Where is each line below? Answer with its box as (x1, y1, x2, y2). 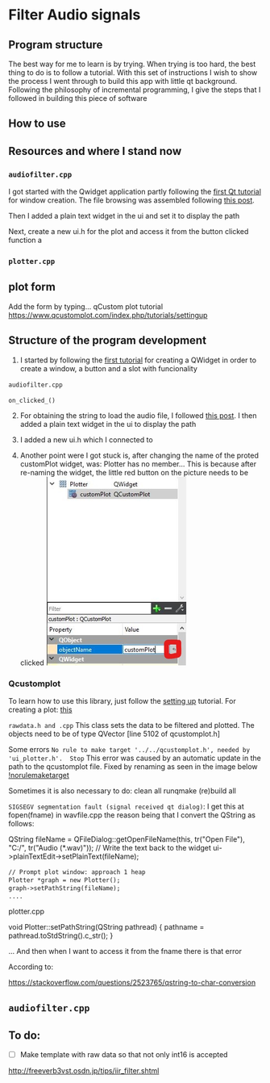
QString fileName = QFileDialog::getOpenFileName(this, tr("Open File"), (8, 834, 246, 844)
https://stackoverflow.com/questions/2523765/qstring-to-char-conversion (8, 977, 256, 987)
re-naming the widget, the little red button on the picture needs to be (19, 467, 248, 477)
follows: (8, 818, 35, 828)
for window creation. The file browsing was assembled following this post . (8, 195, 255, 205)
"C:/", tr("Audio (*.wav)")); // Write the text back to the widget (8, 843, 212, 852)
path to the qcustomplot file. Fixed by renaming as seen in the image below (8, 761, 258, 771)
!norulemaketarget (8, 770, 70, 780)
